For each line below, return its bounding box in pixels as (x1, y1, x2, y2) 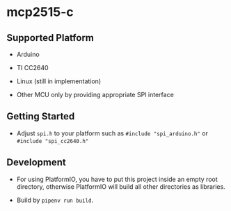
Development (6, 157, 67, 169)
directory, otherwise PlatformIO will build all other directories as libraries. (16, 182, 225, 191)
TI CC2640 (16, 64, 49, 71)
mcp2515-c (6, 4, 74, 20)
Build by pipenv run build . (16, 196, 94, 204)
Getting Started (6, 110, 75, 122)
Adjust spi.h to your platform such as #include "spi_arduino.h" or (16, 129, 209, 137)
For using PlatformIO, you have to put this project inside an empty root (16, 175, 218, 183)
